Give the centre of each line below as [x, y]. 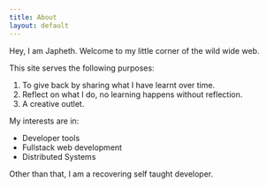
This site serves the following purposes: [82, 68]
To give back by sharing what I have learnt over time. [118, 85]
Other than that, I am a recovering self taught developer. [111, 174]
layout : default [39, 26]
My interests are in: [44, 121]
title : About [33, 17]
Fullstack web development [72, 147]
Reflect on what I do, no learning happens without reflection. [132, 94]
